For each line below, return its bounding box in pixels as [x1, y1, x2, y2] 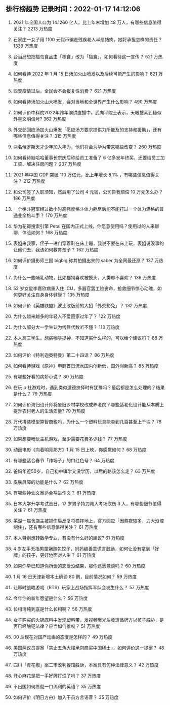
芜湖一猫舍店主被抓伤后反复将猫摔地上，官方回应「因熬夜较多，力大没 [13, 518, 160, 524]
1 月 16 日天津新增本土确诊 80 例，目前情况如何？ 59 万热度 [13, 573, 137, 580]
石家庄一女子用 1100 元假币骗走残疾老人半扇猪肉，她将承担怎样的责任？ [13, 36, 162, 42]
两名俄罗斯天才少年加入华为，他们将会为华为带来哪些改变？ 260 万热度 [13, 144, 161, 150]
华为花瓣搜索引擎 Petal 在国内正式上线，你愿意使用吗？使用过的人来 [13, 223, 155, 229]
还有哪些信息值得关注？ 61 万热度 [28, 524, 98, 530]
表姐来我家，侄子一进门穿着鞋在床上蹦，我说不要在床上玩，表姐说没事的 [13, 240, 164, 246]
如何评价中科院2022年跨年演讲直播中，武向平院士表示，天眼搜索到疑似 [13, 109, 162, 115]
